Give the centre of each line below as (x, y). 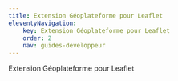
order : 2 (37, 38)
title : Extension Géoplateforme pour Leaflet (85, 16)
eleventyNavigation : (43, 23)
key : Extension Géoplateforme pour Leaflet (97, 30)
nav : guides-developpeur (64, 46)
